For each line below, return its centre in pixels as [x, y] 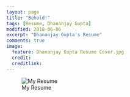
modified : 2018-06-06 [34, 29]
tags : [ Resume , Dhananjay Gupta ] [49, 23]
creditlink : [27, 63]
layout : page [23, 12]
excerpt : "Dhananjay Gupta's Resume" [54, 35]
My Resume [37, 87]
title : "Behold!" [28, 18]
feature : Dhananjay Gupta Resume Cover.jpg [68, 52]
